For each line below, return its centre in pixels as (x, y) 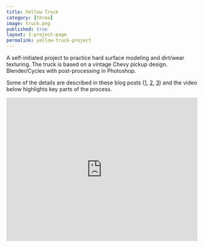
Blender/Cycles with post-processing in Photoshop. (71, 71)
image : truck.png (28, 23)
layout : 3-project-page (37, 35)
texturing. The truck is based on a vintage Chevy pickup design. (87, 64)
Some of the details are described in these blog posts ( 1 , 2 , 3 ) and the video (102, 83)
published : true (27, 29)
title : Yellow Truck (33, 12)
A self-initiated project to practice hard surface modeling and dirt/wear (95, 58)
